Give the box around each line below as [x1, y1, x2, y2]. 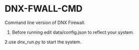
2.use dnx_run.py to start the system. [4, 38, 81, 45]
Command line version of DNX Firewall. [4, 19, 85, 25]
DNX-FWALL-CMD [4, 3, 83, 14]
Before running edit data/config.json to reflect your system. [11, 29, 134, 35]
